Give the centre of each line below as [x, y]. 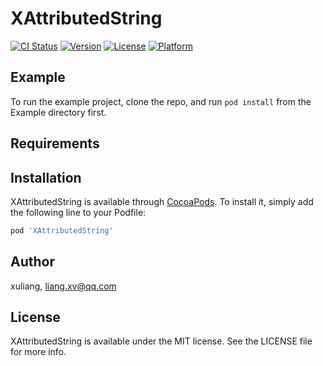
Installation [46, 177]
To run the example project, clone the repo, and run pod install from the [161, 101]
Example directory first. [58, 112]
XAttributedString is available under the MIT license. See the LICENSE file [161, 341]
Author [32, 262]
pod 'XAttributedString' [62, 230]
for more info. [38, 352]
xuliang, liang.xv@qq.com [63, 286]
